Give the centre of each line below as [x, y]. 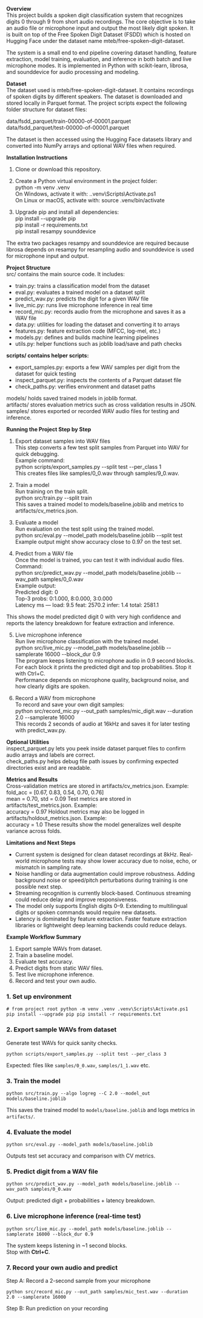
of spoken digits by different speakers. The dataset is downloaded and [95, 97]
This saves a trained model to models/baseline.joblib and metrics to [99, 504]
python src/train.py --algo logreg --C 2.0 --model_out [78, 1093]
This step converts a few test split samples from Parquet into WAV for [102, 447]
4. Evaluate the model [39, 1132]
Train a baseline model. [44, 955]
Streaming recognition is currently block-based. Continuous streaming [103, 893]
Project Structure [28, 268]
